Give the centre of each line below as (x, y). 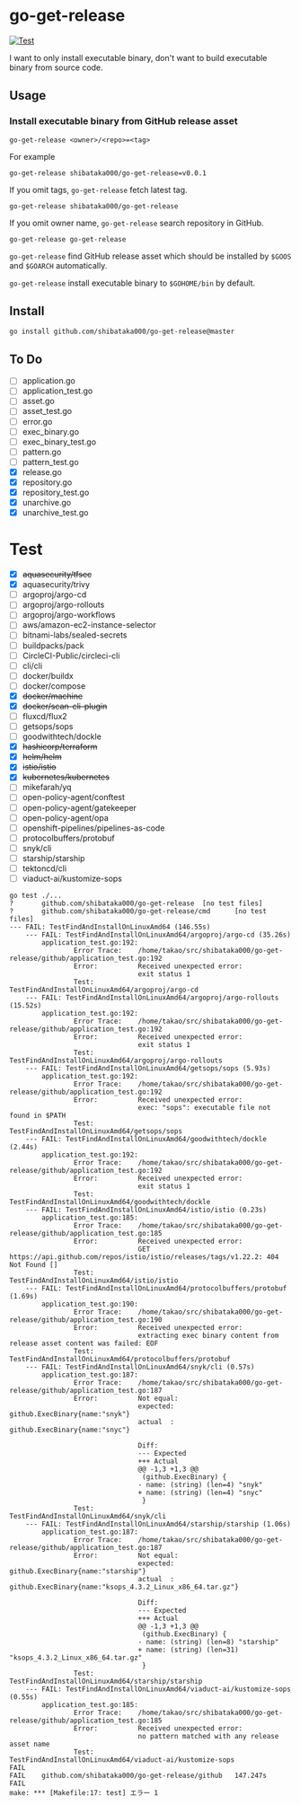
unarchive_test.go (55, 513)
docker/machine (53, 696)
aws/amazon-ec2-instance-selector (89, 625)
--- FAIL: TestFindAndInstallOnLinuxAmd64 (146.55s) (110, 927)
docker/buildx (48, 675)
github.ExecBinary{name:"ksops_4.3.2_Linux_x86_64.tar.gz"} (124, 1587)
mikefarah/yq (47, 788)
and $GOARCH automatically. (58, 265)
